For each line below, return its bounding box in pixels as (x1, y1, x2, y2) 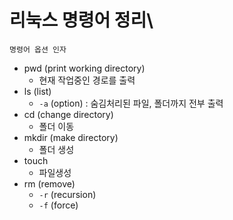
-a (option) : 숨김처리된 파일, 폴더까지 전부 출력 (38, 97, 224, 109)
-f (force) (38, 199, 79, 211)
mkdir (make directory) (23, 131, 119, 143)
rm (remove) (23, 177, 76, 190)
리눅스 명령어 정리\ (9, 9, 154, 32)
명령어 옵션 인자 (9, 44, 67, 55)
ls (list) (23, 85, 52, 97)
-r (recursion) (38, 188, 97, 200)
